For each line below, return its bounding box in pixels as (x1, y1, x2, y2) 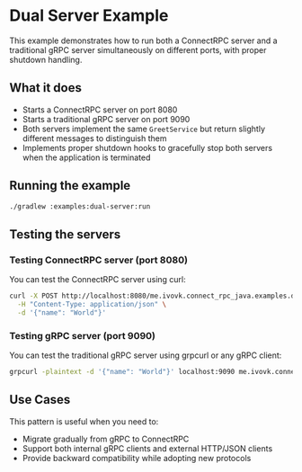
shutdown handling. (9, 54, 83, 65)
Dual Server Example (9, 5, 169, 26)
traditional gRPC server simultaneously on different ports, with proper (9, 44, 267, 55)
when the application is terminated (22, 152, 151, 163)
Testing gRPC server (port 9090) (9, 329, 155, 342)
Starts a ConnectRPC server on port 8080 (22, 104, 178, 115)
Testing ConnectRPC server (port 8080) (9, 254, 189, 266)
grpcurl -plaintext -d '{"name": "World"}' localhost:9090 (9, 368, 235, 377)
